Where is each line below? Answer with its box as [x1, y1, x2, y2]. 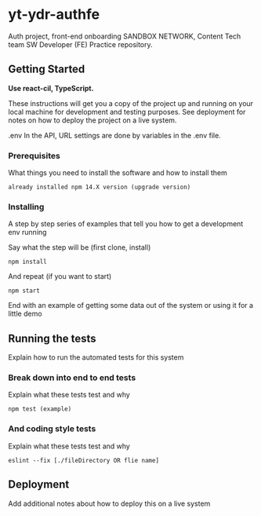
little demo [8, 309, 42, 319]
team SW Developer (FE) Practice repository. [8, 39, 153, 49]
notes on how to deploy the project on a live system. [8, 115, 177, 125]
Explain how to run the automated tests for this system [8, 353, 184, 362]
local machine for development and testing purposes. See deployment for [8, 107, 246, 116]
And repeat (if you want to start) [8, 272, 112, 281]
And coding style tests [8, 423, 96, 434]
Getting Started [8, 63, 85, 76]
